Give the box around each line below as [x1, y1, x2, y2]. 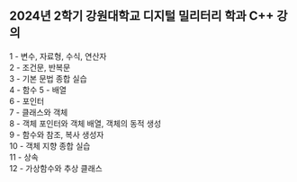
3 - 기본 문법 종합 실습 [9, 73, 87, 83]
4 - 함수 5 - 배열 [9, 84, 67, 95]
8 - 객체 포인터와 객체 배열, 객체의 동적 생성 [9, 117, 162, 128]
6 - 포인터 [9, 95, 45, 106]
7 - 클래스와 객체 [9, 107, 68, 117]
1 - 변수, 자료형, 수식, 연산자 [9, 50, 107, 61]
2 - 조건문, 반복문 [9, 62, 71, 73]
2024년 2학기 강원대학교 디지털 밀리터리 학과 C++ [9, 8, 274, 24]
